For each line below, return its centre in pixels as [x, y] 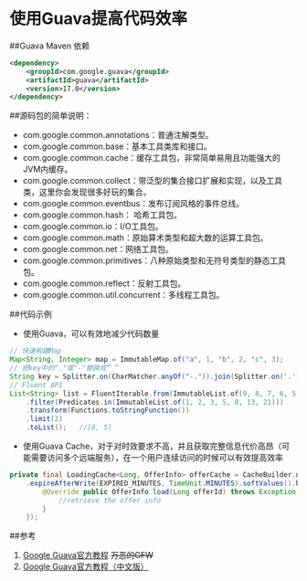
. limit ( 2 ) [45, 419]
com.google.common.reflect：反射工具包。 [104, 283]
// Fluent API [37, 385]
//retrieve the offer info [110, 500]
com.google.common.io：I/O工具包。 [93, 227]
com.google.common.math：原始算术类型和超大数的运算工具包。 [145, 238]
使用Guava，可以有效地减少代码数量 [91, 333]
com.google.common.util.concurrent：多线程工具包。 [123, 295]
